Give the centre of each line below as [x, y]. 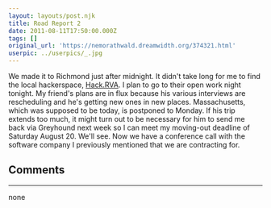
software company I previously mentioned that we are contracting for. [124, 145]
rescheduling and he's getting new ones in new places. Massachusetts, [127, 102]
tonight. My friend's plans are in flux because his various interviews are [127, 93]
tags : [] [23, 38]
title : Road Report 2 [45, 23]
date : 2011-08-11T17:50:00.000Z [63, 31]
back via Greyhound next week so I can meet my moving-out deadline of [129, 127]
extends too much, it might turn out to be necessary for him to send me [127, 119]
